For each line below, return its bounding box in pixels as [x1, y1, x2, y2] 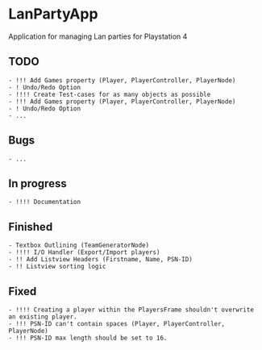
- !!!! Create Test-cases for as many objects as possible [8, 90, 211, 98]
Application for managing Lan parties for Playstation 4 [8, 31, 188, 41]
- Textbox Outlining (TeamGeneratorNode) [8, 241, 150, 250]
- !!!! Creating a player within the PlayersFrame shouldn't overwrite [8, 306, 254, 314]
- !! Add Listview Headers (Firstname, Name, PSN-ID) [8, 256, 193, 264]
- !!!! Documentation [8, 198, 81, 206]
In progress [8, 177, 67, 190]
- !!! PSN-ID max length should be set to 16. [8, 334, 168, 342]
